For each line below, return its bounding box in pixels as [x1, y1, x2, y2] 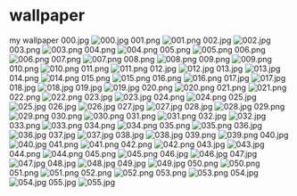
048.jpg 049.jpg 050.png [47, 158, 219, 168]
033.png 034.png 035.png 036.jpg [9, 119, 263, 130]
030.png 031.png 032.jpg [51, 110, 227, 121]
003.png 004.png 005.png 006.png [9, 44, 266, 54]
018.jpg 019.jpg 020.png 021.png [9, 82, 247, 93]
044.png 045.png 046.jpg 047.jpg [9, 148, 258, 159]
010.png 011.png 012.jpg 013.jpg [9, 63, 243, 74]
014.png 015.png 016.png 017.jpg [9, 72, 250, 83]
